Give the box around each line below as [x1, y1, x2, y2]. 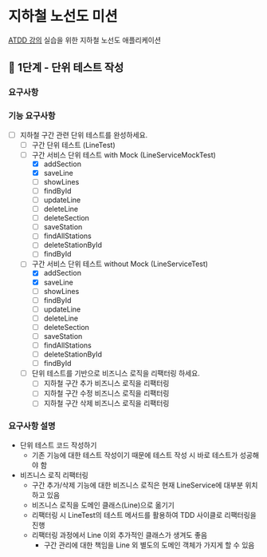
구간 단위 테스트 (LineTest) [31, 140, 116, 149]
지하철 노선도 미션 [8, 7, 118, 26]
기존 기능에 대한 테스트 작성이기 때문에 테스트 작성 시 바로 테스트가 [31, 450, 238, 460]
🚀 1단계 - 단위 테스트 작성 [8, 61, 124, 74]
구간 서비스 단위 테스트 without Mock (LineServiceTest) [31, 259, 209, 269]
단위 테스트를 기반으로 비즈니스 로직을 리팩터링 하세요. [31, 368, 201, 378]
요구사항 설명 [8, 420, 56, 432]
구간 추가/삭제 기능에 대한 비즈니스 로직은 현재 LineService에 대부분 [31, 480, 244, 490]
